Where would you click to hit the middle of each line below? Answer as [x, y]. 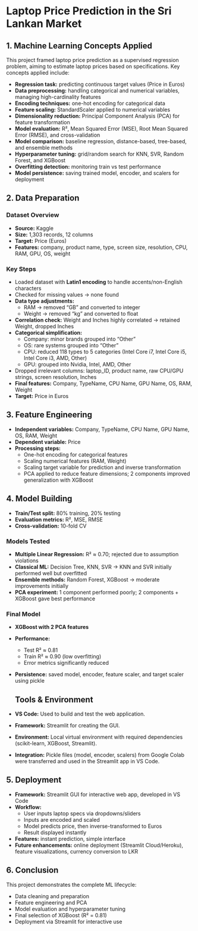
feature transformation [42, 122]
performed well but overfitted [51, 573]
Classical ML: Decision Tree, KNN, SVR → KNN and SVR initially [93, 567]
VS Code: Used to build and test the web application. [80, 714]
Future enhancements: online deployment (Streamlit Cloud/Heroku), [99, 845]
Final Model [23, 614]
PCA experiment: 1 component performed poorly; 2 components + [97, 592]
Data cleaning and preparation [52, 896]
